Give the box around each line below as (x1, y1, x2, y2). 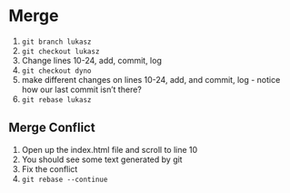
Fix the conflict (21, 163, 78, 174)
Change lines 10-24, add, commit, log (21, 55, 163, 66)
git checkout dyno (21, 66, 92, 76)
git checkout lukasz (21, 46, 100, 56)
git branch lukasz (21, 37, 92, 46)
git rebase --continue (21, 175, 108, 184)
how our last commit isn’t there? (21, 84, 143, 95)
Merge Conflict (8, 120, 96, 136)
